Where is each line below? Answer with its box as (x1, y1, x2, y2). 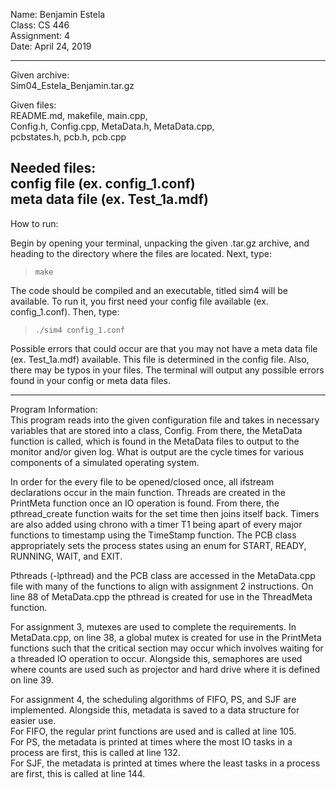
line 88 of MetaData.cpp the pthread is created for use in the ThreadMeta (10, 590, 313, 603)
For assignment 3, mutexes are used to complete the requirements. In (10, 620, 297, 633)
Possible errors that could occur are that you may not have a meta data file (10, 342, 318, 354)
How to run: (10, 217, 59, 229)
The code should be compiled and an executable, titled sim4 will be (10, 284, 288, 296)
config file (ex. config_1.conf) (10, 175, 196, 193)
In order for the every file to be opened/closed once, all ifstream (10, 475, 275, 488)
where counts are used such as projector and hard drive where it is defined (10, 663, 321, 675)
